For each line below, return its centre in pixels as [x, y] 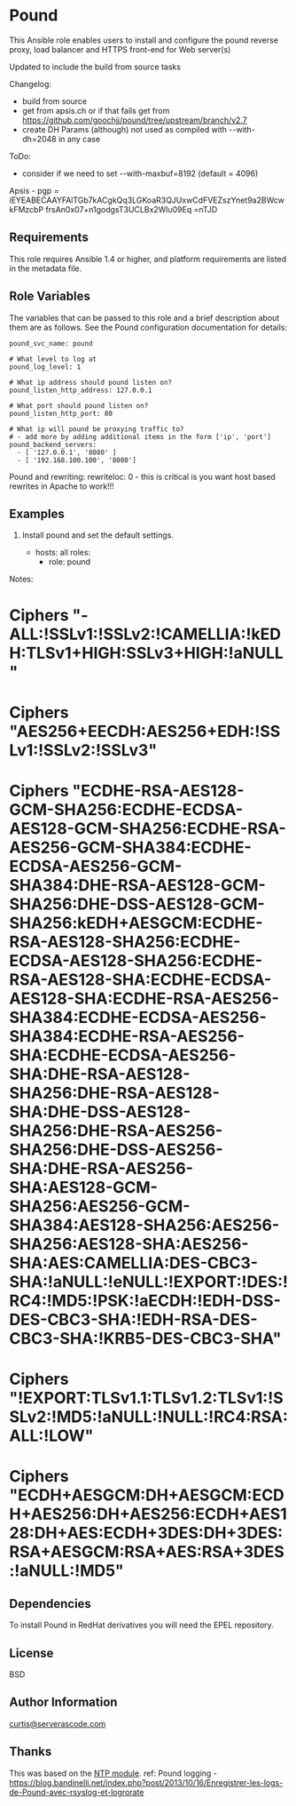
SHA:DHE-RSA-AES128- [100, 1074]
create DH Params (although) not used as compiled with [125, 129]
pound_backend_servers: [53, 444]
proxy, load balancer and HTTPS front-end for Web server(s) [120, 49]
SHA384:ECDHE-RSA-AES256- [127, 1036]
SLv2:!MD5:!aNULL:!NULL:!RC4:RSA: [148, 1417]
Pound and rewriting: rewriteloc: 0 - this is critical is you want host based [143, 476]
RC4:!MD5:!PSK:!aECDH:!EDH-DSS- [145, 1301]
